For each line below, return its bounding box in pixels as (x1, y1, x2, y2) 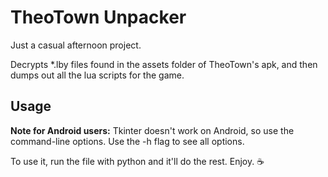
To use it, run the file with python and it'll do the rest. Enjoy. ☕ (10, 155, 265, 167)
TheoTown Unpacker (10, 6, 187, 29)
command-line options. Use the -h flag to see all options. (10, 135, 245, 147)
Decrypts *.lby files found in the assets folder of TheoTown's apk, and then (10, 58, 318, 70)
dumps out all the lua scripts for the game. (10, 69, 185, 81)
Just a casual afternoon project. (10, 39, 142, 51)
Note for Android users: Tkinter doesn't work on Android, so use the (10, 124, 295, 136)
